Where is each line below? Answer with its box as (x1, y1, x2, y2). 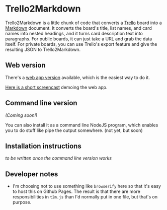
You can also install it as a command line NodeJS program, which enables (5, 122, 158, 128)
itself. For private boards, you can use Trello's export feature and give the (5, 41, 157, 47)
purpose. (12, 199, 32, 205)
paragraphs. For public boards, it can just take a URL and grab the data (5, 36, 152, 42)
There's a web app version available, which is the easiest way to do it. (5, 74, 150, 81)
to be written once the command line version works (5, 155, 112, 161)
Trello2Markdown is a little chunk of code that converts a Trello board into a (5, 20, 162, 26)
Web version (5, 61, 46, 69)
